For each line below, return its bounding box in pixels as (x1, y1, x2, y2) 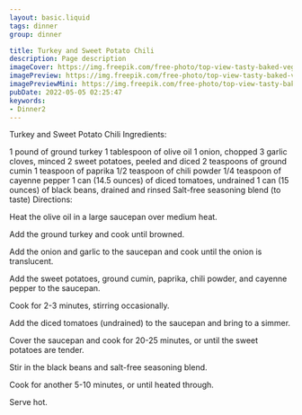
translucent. (9, 256, 54, 267)
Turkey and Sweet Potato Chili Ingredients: (9, 129, 167, 140)
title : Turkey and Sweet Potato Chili (9, 46, 155, 55)
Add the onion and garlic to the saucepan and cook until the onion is (9, 246, 262, 257)
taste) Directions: (9, 194, 74, 205)
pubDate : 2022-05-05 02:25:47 (9, 87, 123, 97)
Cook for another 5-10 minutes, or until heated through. (9, 379, 214, 391)
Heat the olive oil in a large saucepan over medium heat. (9, 212, 218, 223)
